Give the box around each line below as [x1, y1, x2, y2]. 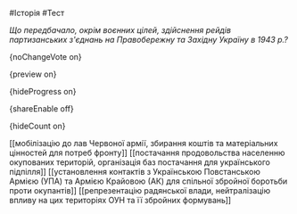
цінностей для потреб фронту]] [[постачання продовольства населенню [9, 147, 285, 158]
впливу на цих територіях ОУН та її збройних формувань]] [9, 195, 232, 205]
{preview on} [9, 69, 57, 79]
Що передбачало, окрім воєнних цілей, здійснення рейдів [9, 25, 232, 35]
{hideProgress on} [9, 86, 77, 96]
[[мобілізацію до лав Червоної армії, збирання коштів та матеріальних [9, 138, 278, 148]
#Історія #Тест [9, 8, 65, 18]
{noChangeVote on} [9, 52, 82, 62]
